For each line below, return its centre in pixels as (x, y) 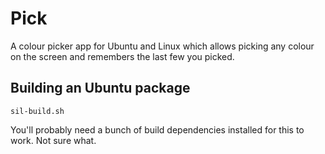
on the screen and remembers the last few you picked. (122, 56)
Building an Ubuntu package (100, 88)
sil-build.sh (37, 111)
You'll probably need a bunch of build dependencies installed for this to (157, 129)
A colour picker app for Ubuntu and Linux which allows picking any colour (162, 46)
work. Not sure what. (53, 140)
